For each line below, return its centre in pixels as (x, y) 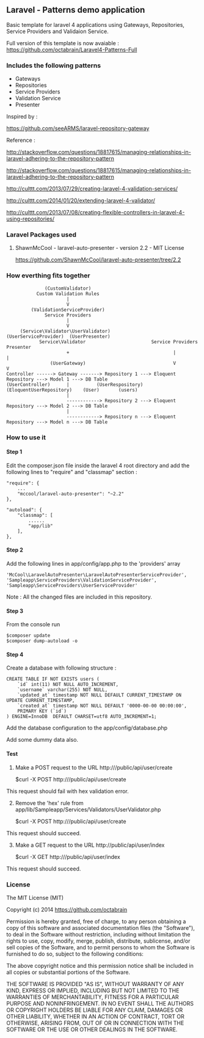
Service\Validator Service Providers (118, 342)
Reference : (21, 141)
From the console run (33, 624)
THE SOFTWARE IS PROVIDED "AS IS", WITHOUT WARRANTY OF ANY (95, 984)
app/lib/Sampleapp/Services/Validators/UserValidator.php (88, 810)
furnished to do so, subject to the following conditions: (75, 954)
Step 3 (15, 611)
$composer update (28, 636)
